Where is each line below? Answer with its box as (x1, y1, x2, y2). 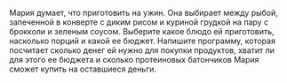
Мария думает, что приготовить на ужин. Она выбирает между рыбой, (9, 8, 278, 18)
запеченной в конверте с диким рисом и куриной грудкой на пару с (9, 17, 269, 27)
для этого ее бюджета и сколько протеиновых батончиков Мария (9, 55, 259, 64)
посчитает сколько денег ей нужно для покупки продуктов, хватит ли (9, 45, 275, 56)
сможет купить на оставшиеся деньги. (9, 64, 157, 74)
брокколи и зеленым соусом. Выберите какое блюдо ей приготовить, (9, 26, 275, 36)
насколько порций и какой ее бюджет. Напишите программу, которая (9, 35, 275, 46)
